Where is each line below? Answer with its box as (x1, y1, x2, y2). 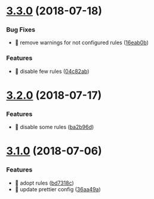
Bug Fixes (6, 26, 36, 34)
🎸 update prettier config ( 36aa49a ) (14, 185, 101, 192)
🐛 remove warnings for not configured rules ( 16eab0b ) (14, 39, 149, 46)
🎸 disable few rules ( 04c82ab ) (14, 68, 90, 75)
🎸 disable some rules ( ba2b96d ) (14, 124, 94, 131)
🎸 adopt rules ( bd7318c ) (14, 179, 75, 186)
